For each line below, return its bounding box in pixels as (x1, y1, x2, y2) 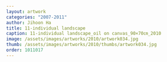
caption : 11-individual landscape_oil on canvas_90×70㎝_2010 (6, 31, 161, 37)
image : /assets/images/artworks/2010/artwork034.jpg (6, 36, 139, 42)
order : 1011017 (6, 47, 44, 53)
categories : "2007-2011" (6, 14, 67, 20)
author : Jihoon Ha (6, 19, 51, 25)
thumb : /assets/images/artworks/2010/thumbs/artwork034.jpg (6, 42, 158, 48)
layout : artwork (6, 8, 46, 15)
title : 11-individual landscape (6, 25, 86, 31)
